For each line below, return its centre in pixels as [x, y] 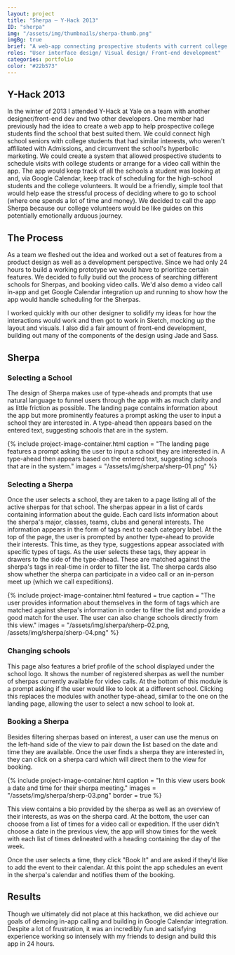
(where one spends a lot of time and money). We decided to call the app [112, 201]
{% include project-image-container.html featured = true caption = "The [111, 595]
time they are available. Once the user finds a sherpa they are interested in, [116, 751]
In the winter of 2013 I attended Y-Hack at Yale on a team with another [109, 111]
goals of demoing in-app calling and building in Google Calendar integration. [117, 921]
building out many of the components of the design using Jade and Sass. [113, 336]
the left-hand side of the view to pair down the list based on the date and [113, 744]
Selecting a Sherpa [40, 484]
